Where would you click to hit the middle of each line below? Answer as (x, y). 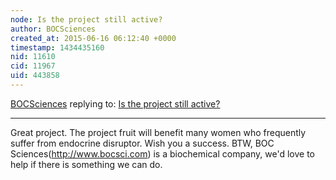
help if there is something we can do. (86, 164)
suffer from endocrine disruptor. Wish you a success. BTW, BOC (142, 143)
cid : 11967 (33, 66)
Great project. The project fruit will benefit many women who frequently (158, 132)
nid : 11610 (33, 57)
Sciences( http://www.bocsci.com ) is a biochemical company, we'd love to (162, 153)
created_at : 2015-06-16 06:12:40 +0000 (93, 38)
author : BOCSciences (53, 29)
